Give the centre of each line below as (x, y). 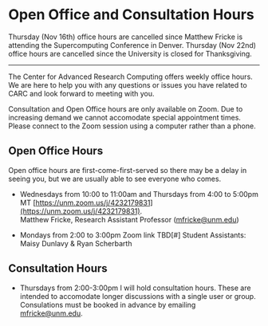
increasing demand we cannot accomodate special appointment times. (125, 117)
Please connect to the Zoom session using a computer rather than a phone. (132, 126)
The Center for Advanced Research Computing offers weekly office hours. (130, 77)
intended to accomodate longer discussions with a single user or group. (138, 296)
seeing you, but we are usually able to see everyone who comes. (115, 179)
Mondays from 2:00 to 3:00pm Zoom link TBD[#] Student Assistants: (133, 235)
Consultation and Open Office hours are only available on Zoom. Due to (126, 108)
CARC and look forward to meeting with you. (81, 93)
